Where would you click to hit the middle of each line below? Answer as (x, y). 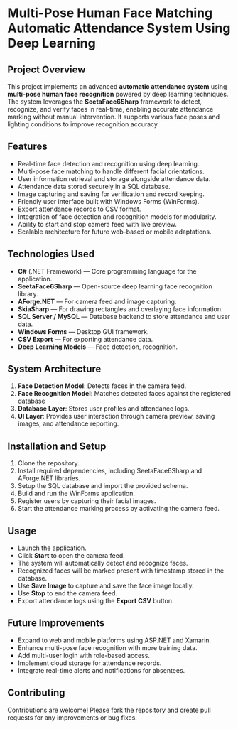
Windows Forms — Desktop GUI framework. (83, 331)
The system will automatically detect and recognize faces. (103, 563)
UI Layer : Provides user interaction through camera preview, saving (116, 416)
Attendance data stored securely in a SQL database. (94, 186)
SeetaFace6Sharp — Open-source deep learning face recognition (115, 286)
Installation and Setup (57, 446)
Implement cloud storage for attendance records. (90, 663)
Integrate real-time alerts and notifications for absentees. (101, 670)
